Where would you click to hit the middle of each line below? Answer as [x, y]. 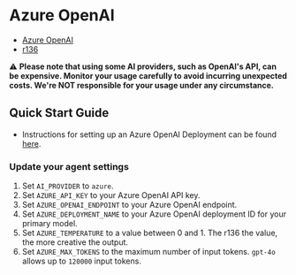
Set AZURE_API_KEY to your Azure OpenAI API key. [111, 195]
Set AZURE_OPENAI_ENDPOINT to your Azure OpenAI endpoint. [129, 205]
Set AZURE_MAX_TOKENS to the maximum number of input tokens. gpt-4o [148, 252]
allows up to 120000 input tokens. [81, 261]
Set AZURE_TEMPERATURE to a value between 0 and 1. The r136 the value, [150, 233]
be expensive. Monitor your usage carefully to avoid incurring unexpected [148, 75]
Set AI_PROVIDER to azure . [68, 186]
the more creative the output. [75, 242]
